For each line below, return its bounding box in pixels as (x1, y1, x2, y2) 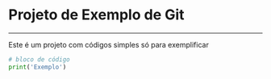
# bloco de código (8, 55, 70, 64)
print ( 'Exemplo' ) (8, 63, 67, 71)
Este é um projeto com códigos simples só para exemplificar (8, 39, 210, 49)
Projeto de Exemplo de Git (8, 6, 185, 24)
